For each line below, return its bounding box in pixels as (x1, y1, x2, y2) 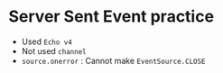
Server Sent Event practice (8, 6, 214, 27)
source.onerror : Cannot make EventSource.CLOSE (21, 55, 206, 66)
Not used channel (21, 45, 87, 56)
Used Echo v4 (21, 36, 73, 47)
